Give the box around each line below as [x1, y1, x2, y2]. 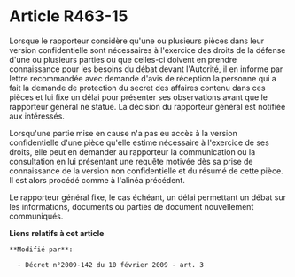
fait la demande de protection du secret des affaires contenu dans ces [9, 82, 266, 93]
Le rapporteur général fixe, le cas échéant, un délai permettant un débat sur [9, 192, 286, 203]
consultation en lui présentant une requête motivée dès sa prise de [9, 156, 254, 166]
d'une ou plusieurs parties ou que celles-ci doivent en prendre [9, 54, 237, 65]
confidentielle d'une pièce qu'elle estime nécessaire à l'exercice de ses [9, 137, 270, 148]
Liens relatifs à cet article [9, 227, 105, 238]
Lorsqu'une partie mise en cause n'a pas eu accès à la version [9, 127, 237, 138]
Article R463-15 [9, 6, 128, 27]
